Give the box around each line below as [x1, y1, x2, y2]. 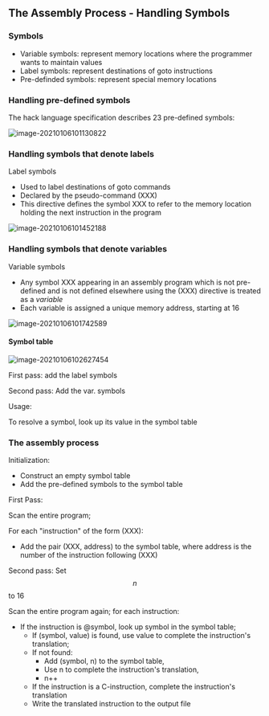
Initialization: [8, 456, 51, 465]
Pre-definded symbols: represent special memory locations [19, 74, 217, 84]
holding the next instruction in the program [19, 208, 162, 218]
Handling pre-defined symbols [8, 94, 131, 105]
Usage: [8, 401, 32, 411]
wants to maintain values [19, 57, 103, 67]
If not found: [31, 648, 73, 657]
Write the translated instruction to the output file [31, 699, 191, 709]
